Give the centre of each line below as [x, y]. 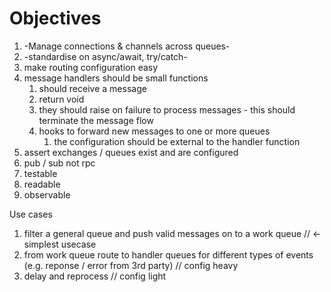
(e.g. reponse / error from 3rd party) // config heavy [131, 265]
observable [47, 194]
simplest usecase [60, 244]
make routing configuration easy [91, 67]
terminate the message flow [96, 120]
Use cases [31, 214]
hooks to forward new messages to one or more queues [154, 131]
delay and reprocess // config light [95, 276]
